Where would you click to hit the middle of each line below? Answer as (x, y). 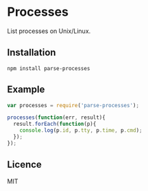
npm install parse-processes (49, 68)
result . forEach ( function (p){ (55, 124)
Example (26, 90)
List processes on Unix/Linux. (49, 31)
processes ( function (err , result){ (57, 117)
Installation (32, 53)
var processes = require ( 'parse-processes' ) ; (73, 105)
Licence (25, 165)
